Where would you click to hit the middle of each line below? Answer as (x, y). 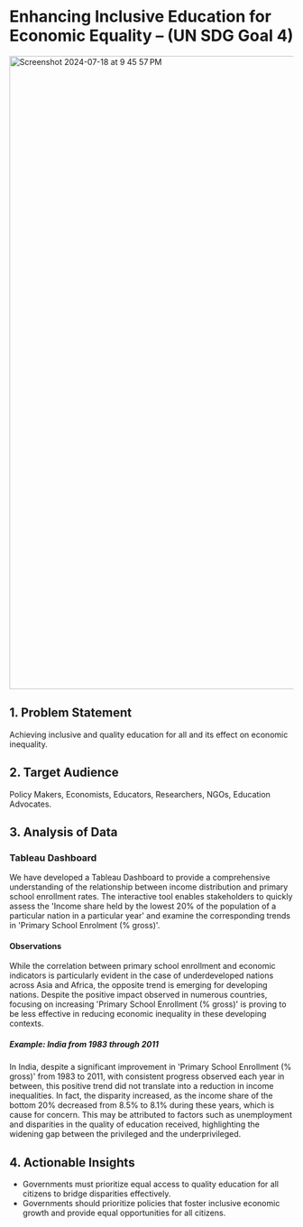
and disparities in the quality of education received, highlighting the (134, 1124)
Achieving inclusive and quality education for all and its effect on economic (149, 734)
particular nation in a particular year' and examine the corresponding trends (150, 916)
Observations (36, 946)
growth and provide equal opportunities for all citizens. (124, 1213)
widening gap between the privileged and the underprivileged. (125, 1134)
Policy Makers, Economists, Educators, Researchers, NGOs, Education (140, 794)
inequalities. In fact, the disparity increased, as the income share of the (141, 1096)
